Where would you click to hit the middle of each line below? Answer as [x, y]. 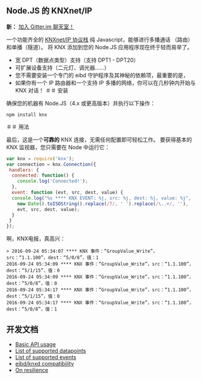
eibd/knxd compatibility [44, 364]
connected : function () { [43, 176]
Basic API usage [35, 344]
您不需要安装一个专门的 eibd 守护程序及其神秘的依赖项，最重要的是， [102, 75]
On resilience [32, 370]
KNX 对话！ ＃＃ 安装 [42, 90]
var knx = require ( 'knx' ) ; [40, 159]
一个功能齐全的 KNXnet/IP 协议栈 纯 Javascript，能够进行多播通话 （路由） [100, 39]
